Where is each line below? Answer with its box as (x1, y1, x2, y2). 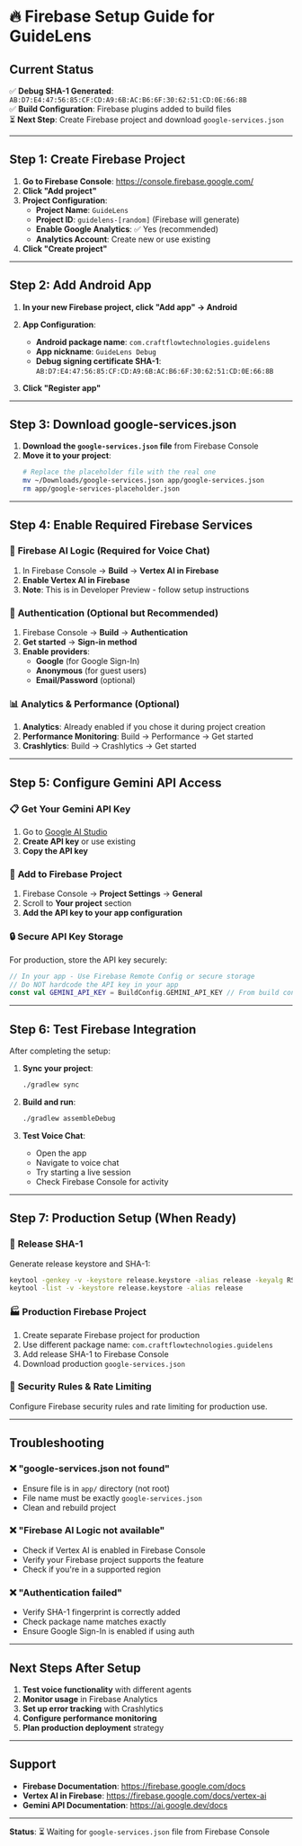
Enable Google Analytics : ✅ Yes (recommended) (35, 223, 218, 235)
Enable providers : (22, 646, 90, 657)
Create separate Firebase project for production (22, 1329, 200, 1340)
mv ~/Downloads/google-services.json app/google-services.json (22, 476, 265, 485)
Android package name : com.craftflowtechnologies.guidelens (35, 336, 271, 347)
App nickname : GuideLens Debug (35, 346, 157, 357)
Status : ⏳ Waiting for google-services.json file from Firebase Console (9, 1826, 270, 1837)
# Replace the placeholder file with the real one (22, 467, 217, 477)
